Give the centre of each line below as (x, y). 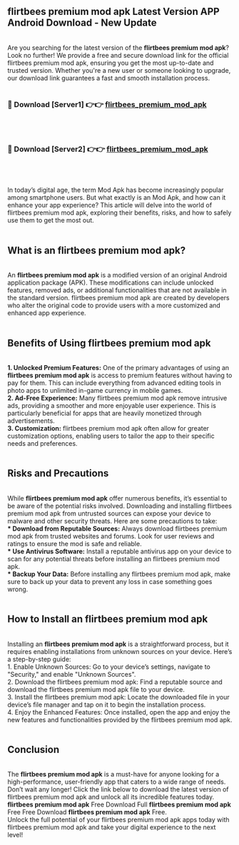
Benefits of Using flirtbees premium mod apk (109, 343)
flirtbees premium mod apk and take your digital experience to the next (112, 827)
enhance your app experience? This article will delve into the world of (110, 205)
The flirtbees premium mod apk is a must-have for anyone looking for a (113, 774)
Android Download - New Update (82, 23)
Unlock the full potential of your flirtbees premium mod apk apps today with (118, 820)
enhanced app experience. (47, 313)
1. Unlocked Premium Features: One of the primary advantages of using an (118, 368)
